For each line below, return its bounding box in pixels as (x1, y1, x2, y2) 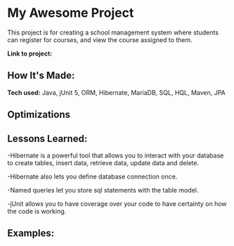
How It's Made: (7, 70, 75, 82)
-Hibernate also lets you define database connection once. (7, 172, 178, 181)
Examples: (7, 227, 55, 240)
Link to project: (7, 49, 53, 58)
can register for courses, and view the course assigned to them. (7, 35, 193, 44)
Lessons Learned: (7, 132, 88, 145)
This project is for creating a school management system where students (7, 28, 219, 37)
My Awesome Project (7, 5, 134, 21)
